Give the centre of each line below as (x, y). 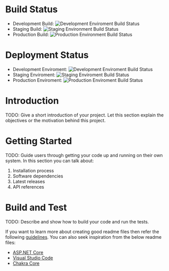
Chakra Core (26, 263)
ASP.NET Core (28, 252)
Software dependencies (38, 176)
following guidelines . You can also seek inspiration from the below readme (83, 237)
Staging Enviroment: (34, 75)
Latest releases (29, 181)
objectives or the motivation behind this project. (55, 120)
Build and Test (36, 207)
